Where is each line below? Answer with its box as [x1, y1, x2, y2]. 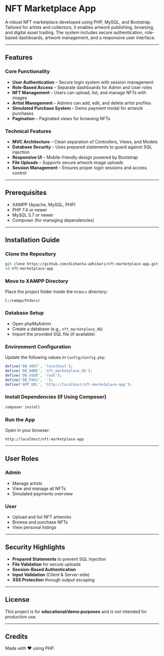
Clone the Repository [5, 251, 57, 257]
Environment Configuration [5, 343, 71, 350]
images [12, 95, 27, 101]
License [5, 595, 30, 604]
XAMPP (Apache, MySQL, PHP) [12, 201, 76, 208]
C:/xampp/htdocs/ [5, 298, 41, 303]
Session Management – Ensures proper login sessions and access [12, 165, 147, 170]
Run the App [5, 416, 35, 423]
